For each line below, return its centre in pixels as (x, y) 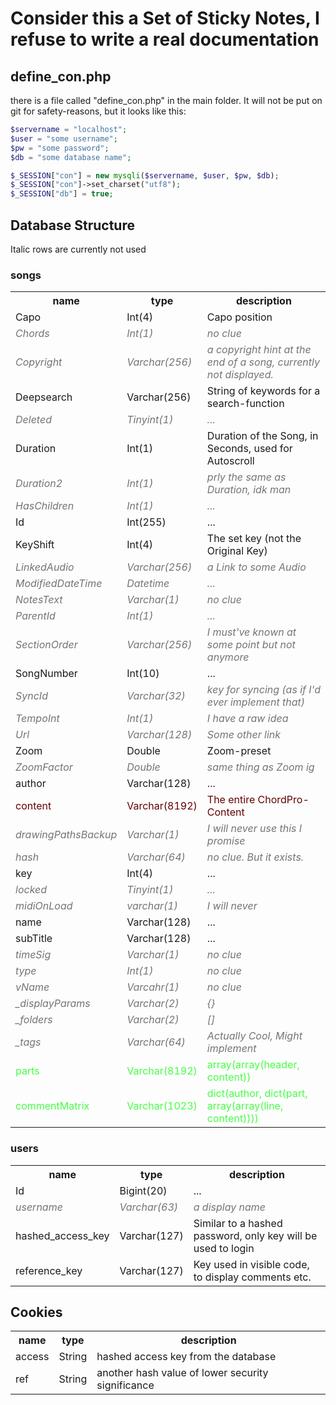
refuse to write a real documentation (165, 39)
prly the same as (246, 477)
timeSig (33, 955)
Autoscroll (230, 461)
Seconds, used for (249, 449)
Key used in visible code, (251, 1264)
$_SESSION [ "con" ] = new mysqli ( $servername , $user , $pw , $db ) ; (145, 175)
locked (31, 890)
